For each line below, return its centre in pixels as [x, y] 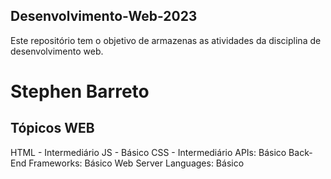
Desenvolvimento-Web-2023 [104, 16]
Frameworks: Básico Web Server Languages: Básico [136, 163]
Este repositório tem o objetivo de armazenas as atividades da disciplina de [166, 40]
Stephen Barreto [80, 91]
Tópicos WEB [52, 128]
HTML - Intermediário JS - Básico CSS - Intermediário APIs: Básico [148, 152]
